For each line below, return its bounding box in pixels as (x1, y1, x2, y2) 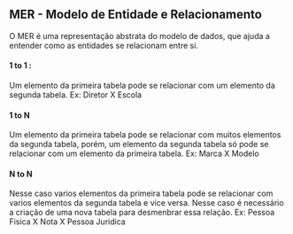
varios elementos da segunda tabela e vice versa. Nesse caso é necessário (9, 198, 285, 208)
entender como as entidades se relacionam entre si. (9, 40, 199, 51)
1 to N (9, 110, 30, 121)
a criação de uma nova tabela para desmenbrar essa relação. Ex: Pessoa (9, 207, 275, 218)
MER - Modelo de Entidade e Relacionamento (9, 7, 263, 22)
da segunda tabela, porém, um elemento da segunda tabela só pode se (9, 139, 269, 150)
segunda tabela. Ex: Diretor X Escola (9, 90, 143, 100)
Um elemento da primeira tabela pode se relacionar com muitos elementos (9, 129, 281, 140)
